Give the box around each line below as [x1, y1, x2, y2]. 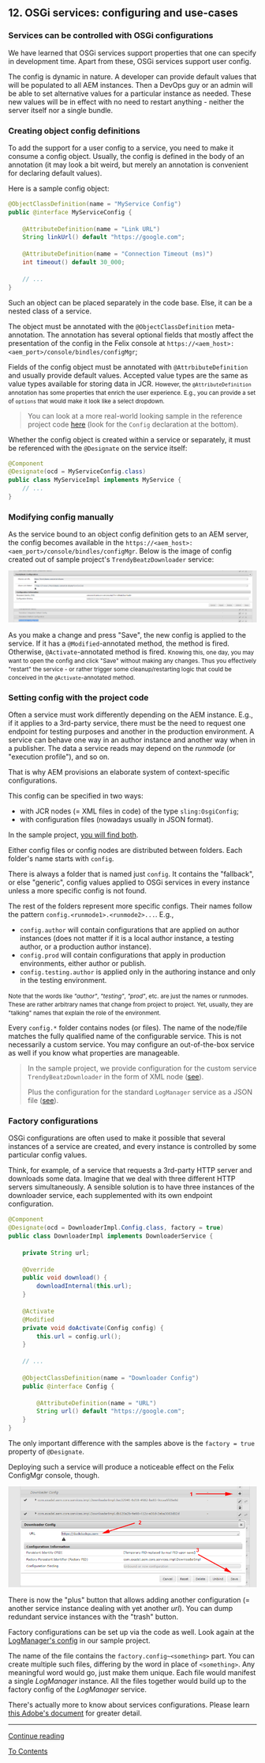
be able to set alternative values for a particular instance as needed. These [8, 89, 252, 98]
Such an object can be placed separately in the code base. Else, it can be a [8, 298, 252, 307]
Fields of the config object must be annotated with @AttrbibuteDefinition [8, 362, 248, 371]
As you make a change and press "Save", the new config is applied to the [8, 630, 247, 639]
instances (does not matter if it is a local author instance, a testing [19, 934, 234, 943]
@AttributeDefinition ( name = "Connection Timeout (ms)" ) [22, 250, 214, 258]
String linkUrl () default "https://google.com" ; [22, 233, 185, 241]
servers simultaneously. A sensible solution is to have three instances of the [8, 1182, 255, 1192]
